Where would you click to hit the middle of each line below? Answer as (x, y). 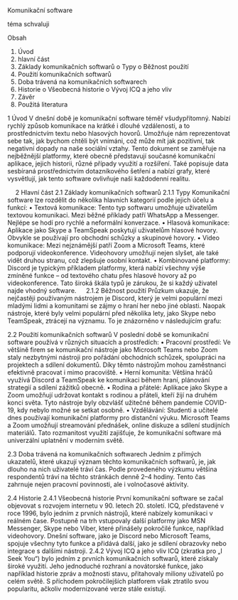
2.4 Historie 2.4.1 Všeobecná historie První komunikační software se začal (115, 498)
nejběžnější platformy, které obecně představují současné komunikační (111, 156)
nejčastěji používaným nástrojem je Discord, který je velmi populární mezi (115, 298)
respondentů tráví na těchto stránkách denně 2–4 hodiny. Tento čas (107, 477)
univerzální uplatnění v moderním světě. (66, 440)
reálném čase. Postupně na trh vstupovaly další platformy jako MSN (107, 521)
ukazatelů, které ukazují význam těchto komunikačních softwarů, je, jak (112, 462)
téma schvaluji (28, 24)
